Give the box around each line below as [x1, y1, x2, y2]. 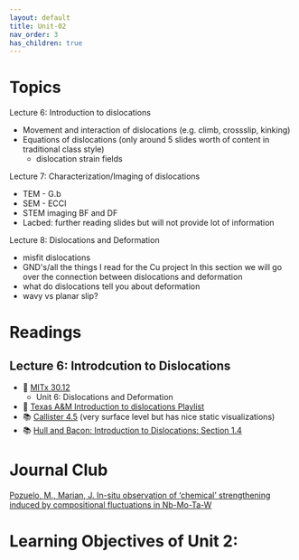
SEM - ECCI [22, 198, 67, 209]
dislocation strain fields [35, 154, 124, 164]
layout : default [9, 13, 70, 23]
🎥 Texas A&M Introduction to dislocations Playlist [22, 401, 205, 412]
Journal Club [9, 460, 108, 481]
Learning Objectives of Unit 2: [9, 531, 238, 552]
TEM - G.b [22, 189, 61, 200]
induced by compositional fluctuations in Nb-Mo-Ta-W [9, 499, 212, 510]
